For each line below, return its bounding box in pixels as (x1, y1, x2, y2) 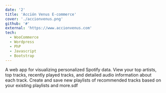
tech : (5, 30, 16, 35)
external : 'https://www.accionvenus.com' (5, 26, 92, 31)
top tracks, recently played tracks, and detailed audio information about (5, 72, 152, 78)
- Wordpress (9, 40, 35, 45)
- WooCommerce (9, 35, 39, 40)
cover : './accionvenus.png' (5, 16, 64, 21)
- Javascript (9, 48, 37, 53)
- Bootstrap (9, 53, 35, 58)
